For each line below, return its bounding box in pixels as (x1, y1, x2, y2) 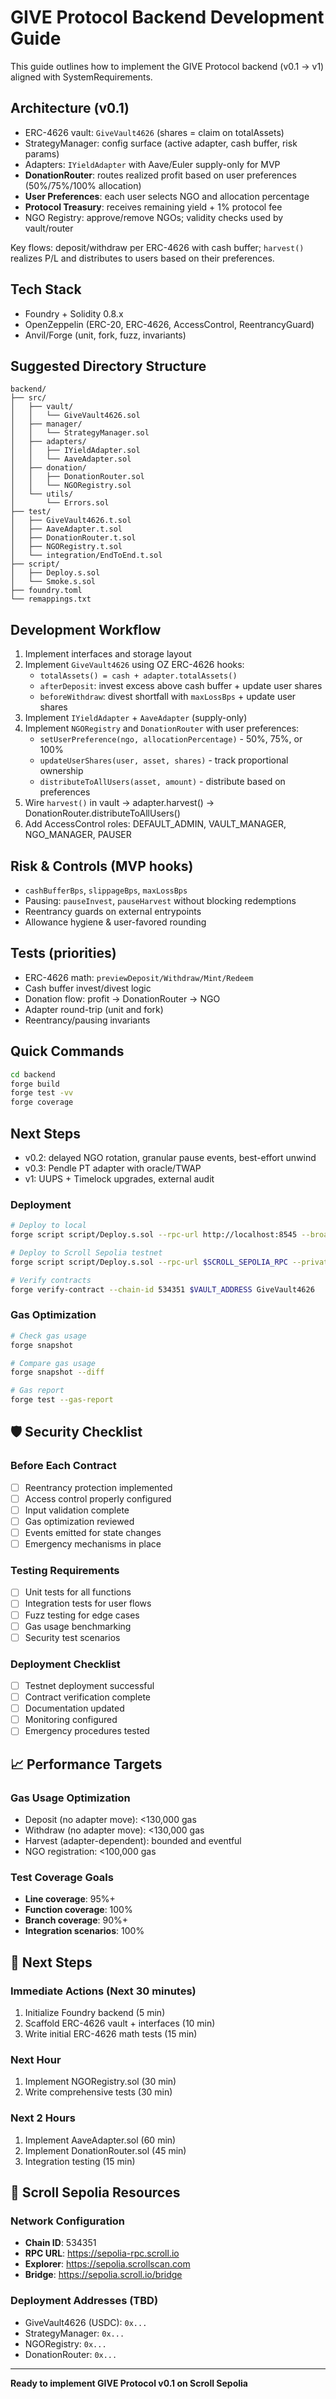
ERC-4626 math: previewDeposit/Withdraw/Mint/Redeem (24, 971, 254, 983)
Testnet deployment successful (24, 1680, 155, 1691)
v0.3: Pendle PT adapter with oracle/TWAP (24, 1162, 202, 1174)
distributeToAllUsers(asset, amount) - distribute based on (39, 776, 286, 788)
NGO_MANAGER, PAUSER (24, 829, 132, 841)
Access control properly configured (24, 1492, 172, 1505)
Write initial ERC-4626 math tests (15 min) (24, 2027, 198, 2040)
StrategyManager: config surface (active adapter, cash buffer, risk (24, 137, 298, 149)
